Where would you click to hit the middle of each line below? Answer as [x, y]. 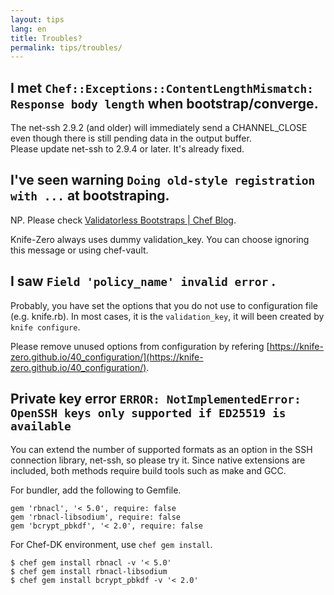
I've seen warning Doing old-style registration [163, 180]
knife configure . [45, 327]
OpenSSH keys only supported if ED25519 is [148, 413]
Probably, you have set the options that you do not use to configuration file [164, 305]
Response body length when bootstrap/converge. [164, 103]
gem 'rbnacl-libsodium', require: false [96, 517]
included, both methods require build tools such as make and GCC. [148, 470]
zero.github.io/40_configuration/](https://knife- [107, 357]
